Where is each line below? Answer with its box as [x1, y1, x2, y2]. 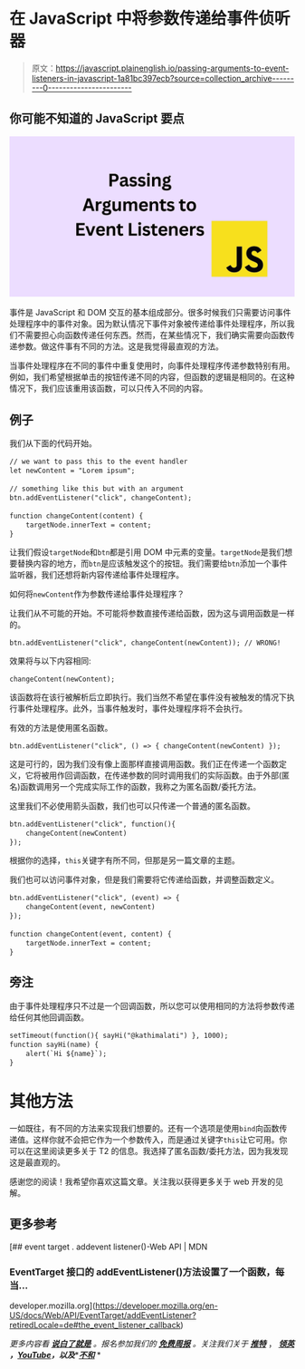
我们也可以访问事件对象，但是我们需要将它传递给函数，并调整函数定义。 [9, 874, 279, 885]
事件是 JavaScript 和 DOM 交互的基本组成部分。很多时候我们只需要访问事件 [9, 307, 291, 318]
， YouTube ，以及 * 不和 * [9, 1349, 101, 1360]
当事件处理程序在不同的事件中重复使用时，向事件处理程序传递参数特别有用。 [9, 360, 295, 372]
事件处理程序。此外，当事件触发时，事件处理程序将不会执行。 [16, 704, 247, 714]
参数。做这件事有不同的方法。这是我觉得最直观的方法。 [16, 341, 224, 352]
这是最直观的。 [9, 1157, 65, 1168]
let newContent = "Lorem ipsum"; [9, 466, 136, 476]
